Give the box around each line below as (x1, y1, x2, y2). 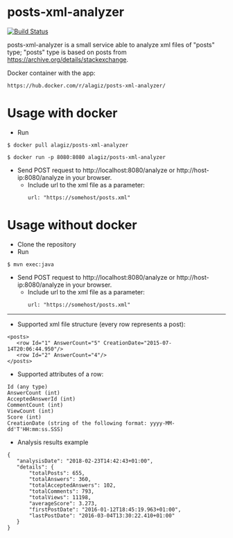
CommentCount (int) (7, 401, 64, 408)
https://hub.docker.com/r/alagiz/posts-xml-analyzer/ (7, 82, 166, 89)
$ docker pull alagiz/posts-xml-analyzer (7, 142, 129, 149)
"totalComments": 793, (28, 487, 95, 495)
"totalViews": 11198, (28, 494, 92, 501)
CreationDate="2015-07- (103, 339, 172, 346)
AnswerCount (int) (7, 389, 60, 396)
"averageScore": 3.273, (28, 500, 98, 507)
